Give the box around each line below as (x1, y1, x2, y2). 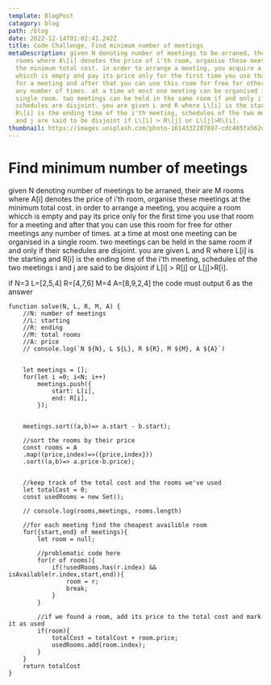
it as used (8, 620, 45, 628)
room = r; (65, 577, 99, 585)
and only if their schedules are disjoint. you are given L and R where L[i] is (8, 245, 254, 255)
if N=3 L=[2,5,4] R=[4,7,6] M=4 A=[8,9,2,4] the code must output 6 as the (8, 278, 253, 288)
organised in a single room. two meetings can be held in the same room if (8, 237, 252, 247)
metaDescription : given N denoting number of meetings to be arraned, (8, 49, 251, 57)
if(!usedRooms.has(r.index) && (51, 563, 157, 571)
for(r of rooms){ (37, 556, 95, 564)
